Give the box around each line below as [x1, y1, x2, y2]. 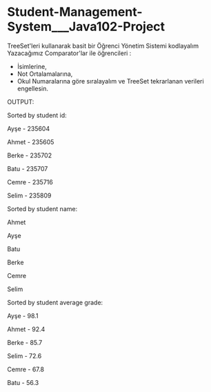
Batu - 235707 [7, 164, 48, 173]
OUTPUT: [7, 97, 34, 106]
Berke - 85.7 [7, 338, 43, 346]
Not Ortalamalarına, [17, 70, 73, 78]
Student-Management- [7, 4, 143, 20]
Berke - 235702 [7, 151, 52, 159]
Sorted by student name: [7, 204, 78, 213]
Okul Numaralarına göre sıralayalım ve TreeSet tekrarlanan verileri [17, 77, 205, 85]
